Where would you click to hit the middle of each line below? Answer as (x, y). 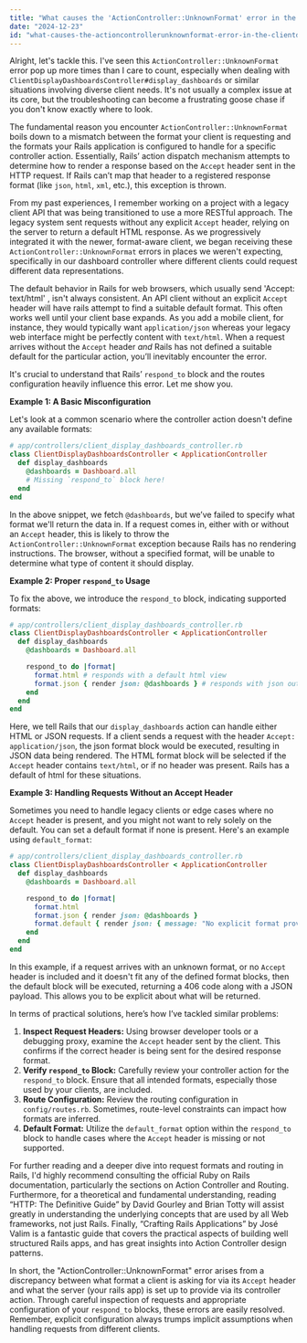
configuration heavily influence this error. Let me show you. (122, 384)
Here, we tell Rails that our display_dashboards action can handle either (143, 726)
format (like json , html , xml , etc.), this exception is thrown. (118, 185)
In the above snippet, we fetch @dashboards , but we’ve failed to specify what (152, 514)
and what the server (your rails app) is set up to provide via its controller (145, 1290)
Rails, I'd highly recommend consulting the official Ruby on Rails (130, 1175)
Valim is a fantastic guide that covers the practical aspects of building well (149, 1233)
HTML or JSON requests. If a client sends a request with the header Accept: (153, 736)
